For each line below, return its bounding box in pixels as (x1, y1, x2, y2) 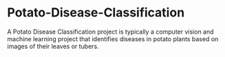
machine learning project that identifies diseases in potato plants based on (7, 34, 219, 43)
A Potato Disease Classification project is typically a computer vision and (7, 27, 215, 36)
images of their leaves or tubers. (7, 42, 100, 50)
